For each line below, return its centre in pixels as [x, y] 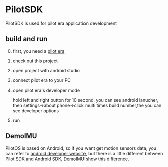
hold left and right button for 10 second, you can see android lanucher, [85, 100]
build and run [26, 39]
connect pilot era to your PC [42, 80]
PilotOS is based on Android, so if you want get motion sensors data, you [81, 148]
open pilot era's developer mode [46, 90]
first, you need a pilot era [38, 51]
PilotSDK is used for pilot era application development [61, 23]
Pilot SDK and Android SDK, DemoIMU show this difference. [67, 159]
